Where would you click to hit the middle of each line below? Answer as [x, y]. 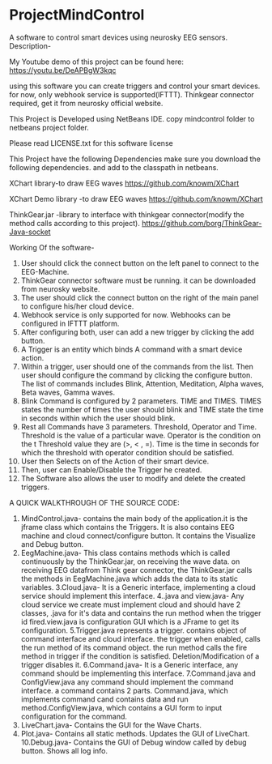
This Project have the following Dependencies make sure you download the [135, 159]
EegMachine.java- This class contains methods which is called [125, 553]
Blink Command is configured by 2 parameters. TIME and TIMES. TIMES [141, 401]
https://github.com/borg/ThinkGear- [202, 223]
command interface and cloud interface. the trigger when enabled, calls [141, 638]
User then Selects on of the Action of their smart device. [115, 461]
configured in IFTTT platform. [70, 323]
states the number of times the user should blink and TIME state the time [142, 409]
